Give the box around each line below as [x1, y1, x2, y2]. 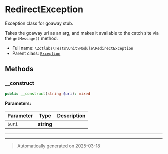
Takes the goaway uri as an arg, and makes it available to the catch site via [5, 30, 159, 36]
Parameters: [5, 100, 31, 106]
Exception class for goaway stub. [5, 20, 74, 26]
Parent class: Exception [12, 50, 61, 56]
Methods [5, 65, 34, 73]
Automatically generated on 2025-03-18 [17, 143, 101, 149]
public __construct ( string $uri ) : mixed [5, 91, 91, 96]
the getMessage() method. [5, 35, 58, 41]
